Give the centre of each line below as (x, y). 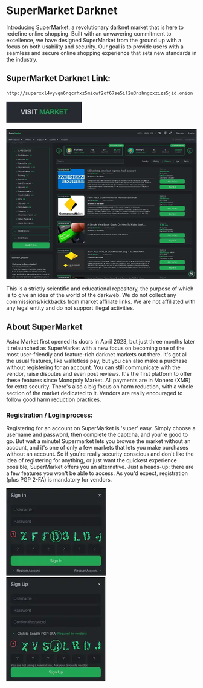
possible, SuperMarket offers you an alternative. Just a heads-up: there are (100, 467)
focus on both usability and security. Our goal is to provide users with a (95, 47)
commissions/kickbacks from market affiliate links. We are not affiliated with (101, 301)
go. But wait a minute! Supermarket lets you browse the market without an (98, 441)
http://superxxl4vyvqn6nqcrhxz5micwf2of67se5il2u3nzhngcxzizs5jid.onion (100, 93)
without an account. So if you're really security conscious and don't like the (100, 454)
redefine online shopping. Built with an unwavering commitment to (89, 33)
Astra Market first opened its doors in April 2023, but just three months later (101, 341)
